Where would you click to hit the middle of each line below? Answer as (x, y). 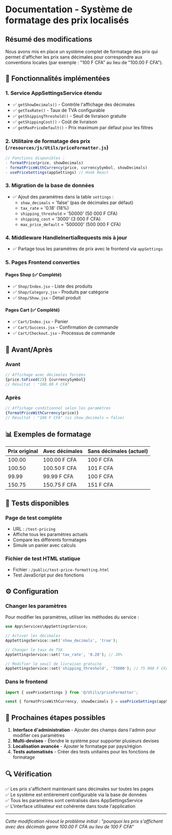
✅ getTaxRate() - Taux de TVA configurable (59, 110)
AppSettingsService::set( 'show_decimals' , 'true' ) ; (61, 640)
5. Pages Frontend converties (43, 262)
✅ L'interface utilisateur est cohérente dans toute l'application (70, 806)
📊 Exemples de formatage (48, 434)
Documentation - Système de (69, 9)
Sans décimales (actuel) (118, 451)
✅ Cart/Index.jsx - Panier (40, 322)
